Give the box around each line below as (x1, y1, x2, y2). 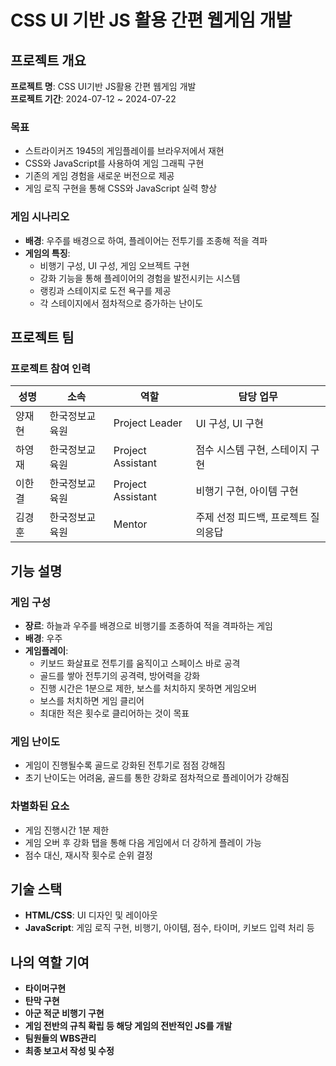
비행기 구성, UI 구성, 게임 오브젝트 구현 (39, 259, 190, 271)
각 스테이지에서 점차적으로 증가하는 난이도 (39, 297, 204, 309)
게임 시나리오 (10, 210, 70, 224)
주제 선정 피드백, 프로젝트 (195, 511, 308, 525)
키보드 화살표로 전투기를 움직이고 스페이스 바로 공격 (39, 657, 241, 669)
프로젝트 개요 (10, 52, 87, 69)
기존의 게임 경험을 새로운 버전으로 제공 (24, 170, 175, 182)
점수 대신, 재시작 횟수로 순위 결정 (24, 849, 153, 861)
